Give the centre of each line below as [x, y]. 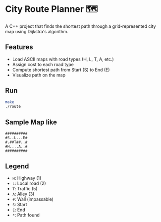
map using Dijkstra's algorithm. [37, 31]
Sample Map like [31, 122]
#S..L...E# [16, 138]
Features [19, 47]
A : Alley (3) [23, 194]
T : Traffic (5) [25, 188]
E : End [19, 210]
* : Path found [26, 215]
